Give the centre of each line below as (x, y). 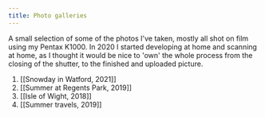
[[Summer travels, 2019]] (61, 104)
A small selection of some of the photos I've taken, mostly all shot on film (129, 38)
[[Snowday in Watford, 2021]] (68, 79)
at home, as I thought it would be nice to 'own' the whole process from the (131, 55)
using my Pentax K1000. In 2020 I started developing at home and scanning (133, 47)
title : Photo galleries (48, 16)
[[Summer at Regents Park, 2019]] (76, 88)
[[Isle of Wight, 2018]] (55, 96)
